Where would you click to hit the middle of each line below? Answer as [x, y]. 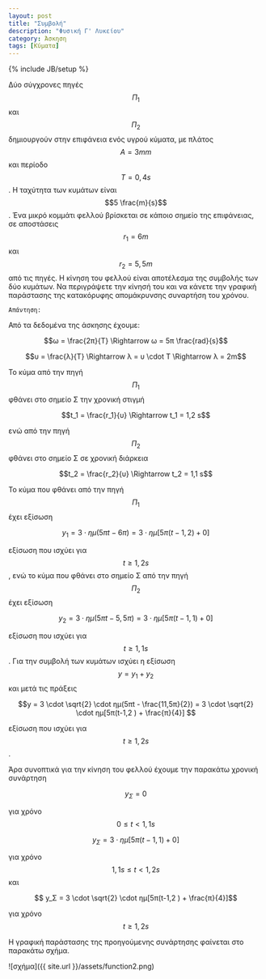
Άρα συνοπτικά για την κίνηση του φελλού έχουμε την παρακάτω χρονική [133, 769]
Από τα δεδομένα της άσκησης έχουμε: [74, 326]
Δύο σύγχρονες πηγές [46, 85]
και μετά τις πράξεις [43, 688]
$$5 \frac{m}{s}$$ [136, 202]
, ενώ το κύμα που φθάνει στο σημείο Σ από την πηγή [98, 575]
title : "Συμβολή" [38, 23]
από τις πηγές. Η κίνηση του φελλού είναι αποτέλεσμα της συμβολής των [133, 278]
